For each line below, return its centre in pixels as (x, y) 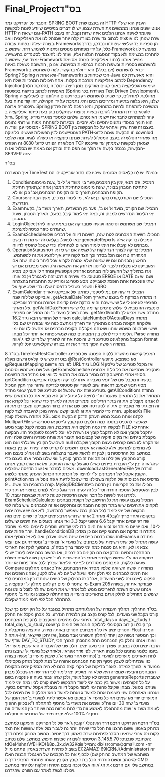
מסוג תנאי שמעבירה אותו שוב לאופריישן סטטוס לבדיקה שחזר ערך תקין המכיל (76, 385)
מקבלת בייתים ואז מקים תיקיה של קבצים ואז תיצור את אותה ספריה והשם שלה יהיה (81, 437)
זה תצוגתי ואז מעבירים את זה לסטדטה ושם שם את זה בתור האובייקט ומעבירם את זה (82, 406)
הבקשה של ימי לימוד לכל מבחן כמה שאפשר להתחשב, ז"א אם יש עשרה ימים (75, 510)
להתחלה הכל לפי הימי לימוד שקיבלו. (38, 599)
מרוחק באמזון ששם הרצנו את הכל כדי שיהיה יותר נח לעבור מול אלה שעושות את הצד (82, 728)
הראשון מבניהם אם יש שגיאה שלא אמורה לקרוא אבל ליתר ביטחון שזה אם (79, 260)
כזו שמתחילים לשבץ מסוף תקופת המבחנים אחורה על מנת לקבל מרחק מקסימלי (78, 661)
